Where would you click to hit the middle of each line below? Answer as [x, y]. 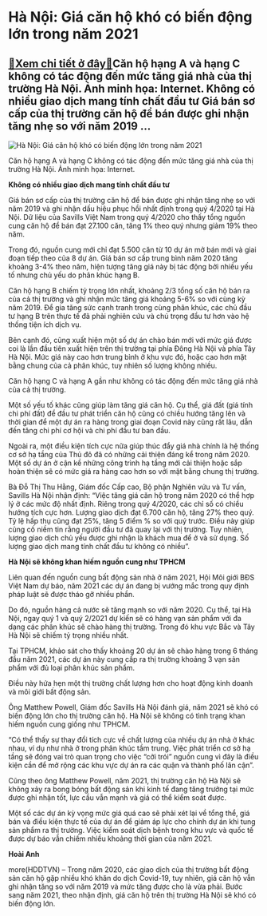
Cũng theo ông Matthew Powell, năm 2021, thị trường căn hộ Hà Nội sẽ [125, 781]
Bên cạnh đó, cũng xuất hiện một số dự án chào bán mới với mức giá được [130, 340]
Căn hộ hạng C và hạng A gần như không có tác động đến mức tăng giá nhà [133, 381]
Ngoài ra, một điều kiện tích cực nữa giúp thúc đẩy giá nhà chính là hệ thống [133, 446]
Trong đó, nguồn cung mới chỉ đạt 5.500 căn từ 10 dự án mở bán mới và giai [132, 249]
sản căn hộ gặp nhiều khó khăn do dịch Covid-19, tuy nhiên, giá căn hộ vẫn [132, 878]
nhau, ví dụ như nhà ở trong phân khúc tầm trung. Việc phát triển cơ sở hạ [130, 748]
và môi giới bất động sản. [50, 692]
